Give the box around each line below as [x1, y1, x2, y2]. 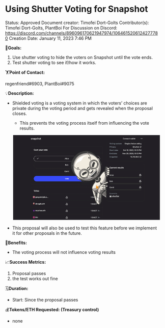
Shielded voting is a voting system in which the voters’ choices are [12, 100, 147, 106]
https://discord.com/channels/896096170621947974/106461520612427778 [5, 30, 158, 36]
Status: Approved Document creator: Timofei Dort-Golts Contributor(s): [5, 20, 149, 26]
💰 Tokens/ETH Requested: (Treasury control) [5, 306, 99, 312]
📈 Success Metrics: [5, 259, 46, 265]
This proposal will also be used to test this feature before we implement [12, 225, 157, 231]
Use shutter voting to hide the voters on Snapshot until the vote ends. [12, 54, 153, 60]
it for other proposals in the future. [12, 230, 82, 236]
